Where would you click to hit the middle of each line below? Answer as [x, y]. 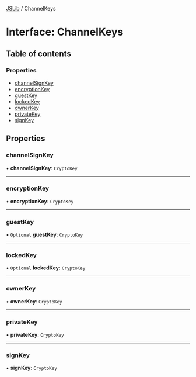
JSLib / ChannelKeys [31, 8]
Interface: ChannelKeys [65, 32]
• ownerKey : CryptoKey [34, 301]
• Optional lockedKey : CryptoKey [46, 268]
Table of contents [38, 53]
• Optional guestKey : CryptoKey [45, 235]
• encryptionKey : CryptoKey [40, 201]
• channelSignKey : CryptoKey [42, 168]
